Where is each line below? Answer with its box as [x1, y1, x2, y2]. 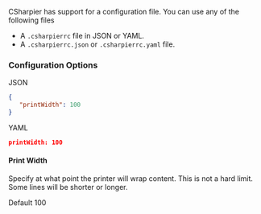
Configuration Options [8, 60, 98, 71]
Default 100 [8, 198, 47, 208]
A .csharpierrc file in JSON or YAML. [19, 31, 145, 40]
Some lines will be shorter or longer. [8, 183, 128, 191]
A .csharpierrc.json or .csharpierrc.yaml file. [19, 39, 176, 49]
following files [8, 15, 55, 25]
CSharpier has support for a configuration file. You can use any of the [8, 7, 240, 16]
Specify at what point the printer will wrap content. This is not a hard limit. [8, 174, 254, 183]
